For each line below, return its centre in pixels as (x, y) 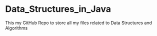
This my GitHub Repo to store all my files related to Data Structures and (79, 23)
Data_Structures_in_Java (58, 9)
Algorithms (16, 28)
